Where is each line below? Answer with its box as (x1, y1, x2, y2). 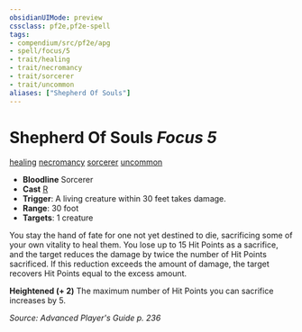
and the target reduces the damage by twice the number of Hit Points (9, 249, 268, 260)
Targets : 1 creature (22, 212, 94, 223)
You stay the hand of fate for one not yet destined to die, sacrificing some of (9, 230, 293, 241)
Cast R (22, 184, 49, 194)
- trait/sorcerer (9, 72, 75, 81)
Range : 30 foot (22, 203, 79, 214)
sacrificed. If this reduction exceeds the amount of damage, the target (9, 258, 270, 270)
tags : (9, 30, 30, 39)
